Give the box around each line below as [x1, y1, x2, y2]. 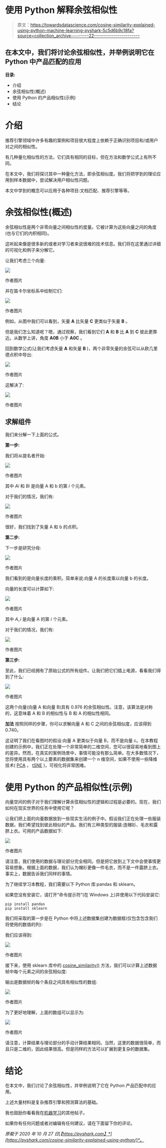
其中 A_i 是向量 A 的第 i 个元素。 [5, 616, 71, 622]
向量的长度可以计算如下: [5, 586, 54, 592]
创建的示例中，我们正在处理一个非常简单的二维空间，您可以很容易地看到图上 [5, 744, 161, 750]
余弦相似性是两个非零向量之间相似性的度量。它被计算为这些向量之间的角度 [5, 224, 157, 230]
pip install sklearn [5, 906, 48, 911]
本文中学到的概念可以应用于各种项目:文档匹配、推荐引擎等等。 [5, 187, 132, 193]
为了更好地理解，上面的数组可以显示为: [5, 1009, 85, 1016]
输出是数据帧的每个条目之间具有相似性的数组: [5, 979, 98, 985]
